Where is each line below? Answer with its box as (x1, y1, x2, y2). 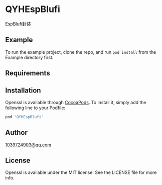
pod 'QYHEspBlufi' (5, 114, 44, 119)
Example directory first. (5, 54, 54, 60)
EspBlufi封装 (5, 21, 31, 27)
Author (5, 128, 28, 137)
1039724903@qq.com (5, 142, 52, 148)
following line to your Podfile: (5, 105, 66, 111)
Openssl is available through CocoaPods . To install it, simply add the (5, 99, 146, 105)
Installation (5, 86, 41, 95)
